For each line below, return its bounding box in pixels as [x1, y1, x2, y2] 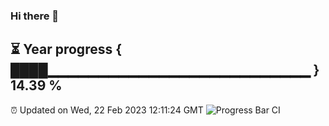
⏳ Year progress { [10, 41, 123, 58]
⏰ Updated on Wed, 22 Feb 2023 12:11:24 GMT [10, 104, 204, 116]
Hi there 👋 [10, 9, 60, 23]
